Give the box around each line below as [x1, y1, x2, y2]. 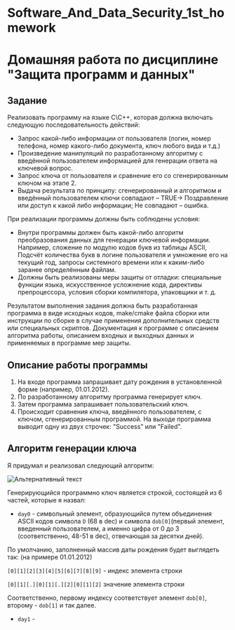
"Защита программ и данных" [7, 67, 195, 83]
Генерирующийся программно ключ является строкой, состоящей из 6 [7, 488, 222, 497]
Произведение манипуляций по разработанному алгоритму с [17, 149, 203, 158]
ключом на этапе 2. [17, 179, 77, 187]
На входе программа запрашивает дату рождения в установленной [17, 378, 222, 386]
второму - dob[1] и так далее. [7, 601, 97, 609]
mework [7, 20, 56, 36]
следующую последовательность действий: [7, 121, 140, 129]
